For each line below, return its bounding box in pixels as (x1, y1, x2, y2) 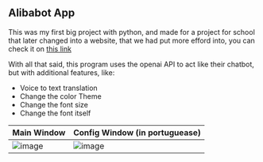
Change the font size (19, 100, 89, 109)
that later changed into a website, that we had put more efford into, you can (8, 36, 256, 45)
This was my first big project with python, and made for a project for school (8, 27, 256, 36)
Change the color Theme (19, 91, 102, 101)
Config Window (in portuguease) (72, 126, 201, 138)
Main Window (12, 126, 66, 138)
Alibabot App (8, 6, 75, 20)
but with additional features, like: (8, 67, 115, 77)
